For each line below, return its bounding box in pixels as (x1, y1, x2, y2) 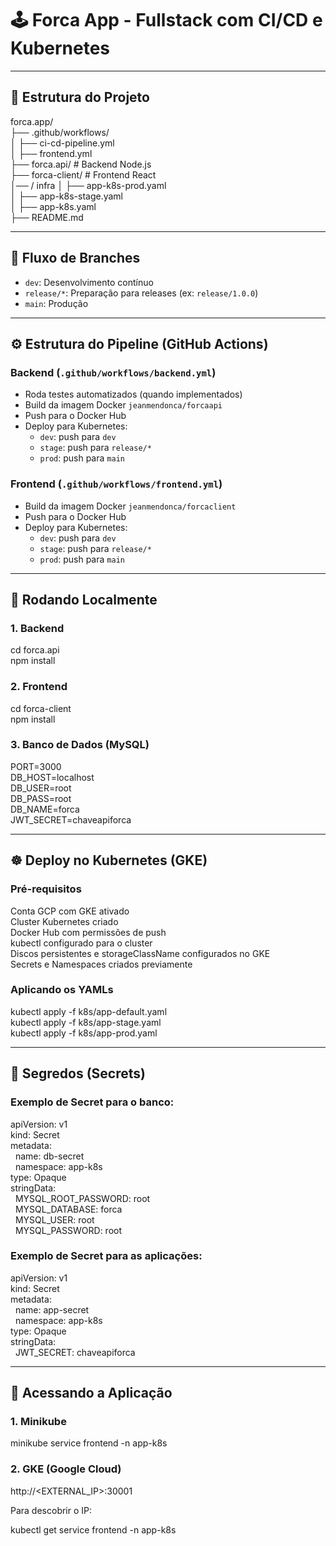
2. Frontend (10, 680, 68, 694)
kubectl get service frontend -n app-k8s (10, 1523, 177, 1536)
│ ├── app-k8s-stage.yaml (10, 190, 123, 202)
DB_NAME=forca (10, 803, 80, 815)
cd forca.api (10, 644, 60, 656)
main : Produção (24, 297, 89, 309)
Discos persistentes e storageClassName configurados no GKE (10, 947, 271, 959)
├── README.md (10, 211, 84, 223)
